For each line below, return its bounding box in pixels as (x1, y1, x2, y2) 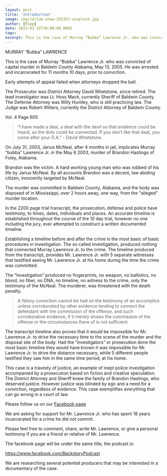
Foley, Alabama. (5, 154, 38, 160)
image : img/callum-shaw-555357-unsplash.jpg (5, 16, 99, 21)
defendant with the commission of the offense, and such (17, 308, 133, 314)
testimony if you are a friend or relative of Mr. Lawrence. (5, 431, 121, 437)
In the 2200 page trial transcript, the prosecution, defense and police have (5, 205, 158, 211)
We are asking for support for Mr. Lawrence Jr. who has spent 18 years (5, 411, 151, 417)
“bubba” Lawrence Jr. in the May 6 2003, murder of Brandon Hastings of (5, 149, 155, 155)
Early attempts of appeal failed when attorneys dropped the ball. (5, 78, 137, 85)
